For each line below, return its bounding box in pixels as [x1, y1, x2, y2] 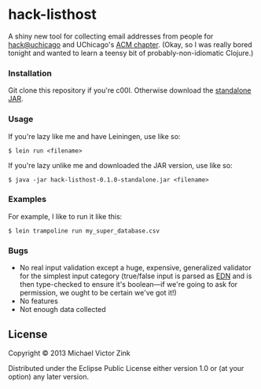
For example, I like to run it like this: [8, 211, 123, 221]
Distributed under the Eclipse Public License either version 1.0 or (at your [8, 363, 244, 372]
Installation [8, 68, 53, 79]
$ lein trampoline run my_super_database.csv [8, 226, 160, 235]
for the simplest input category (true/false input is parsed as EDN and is [19, 271, 252, 281]
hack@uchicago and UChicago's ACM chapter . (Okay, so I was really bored [8, 39, 253, 49]
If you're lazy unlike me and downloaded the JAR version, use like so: [8, 160, 233, 170]
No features [19, 296, 59, 306]
